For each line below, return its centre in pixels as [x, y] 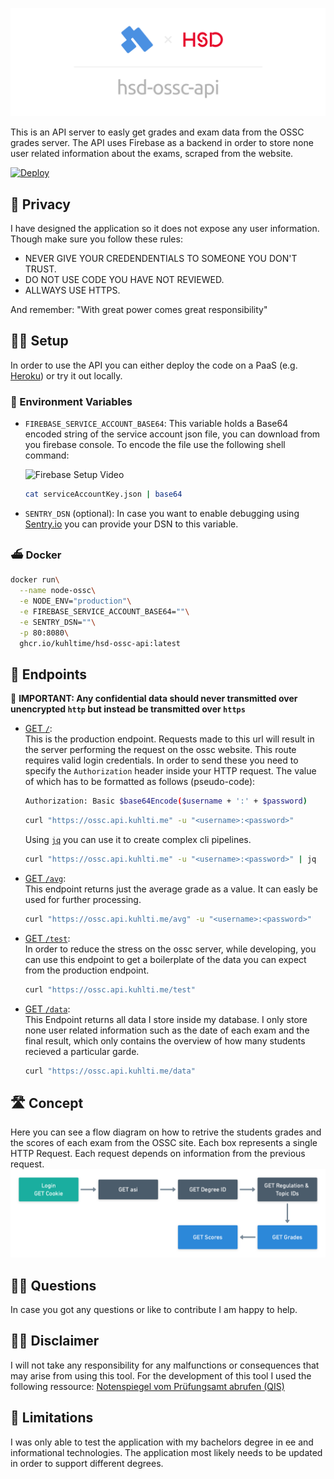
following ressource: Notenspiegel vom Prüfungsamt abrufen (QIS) [147, 1386]
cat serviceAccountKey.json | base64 [103, 494]
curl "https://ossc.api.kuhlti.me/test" [110, 989]
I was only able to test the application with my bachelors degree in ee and [162, 1442]
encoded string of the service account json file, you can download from [172, 434]
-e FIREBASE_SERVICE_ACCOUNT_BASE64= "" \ [104, 611]
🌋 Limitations [52, 1418]
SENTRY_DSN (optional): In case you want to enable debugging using [162, 514]
